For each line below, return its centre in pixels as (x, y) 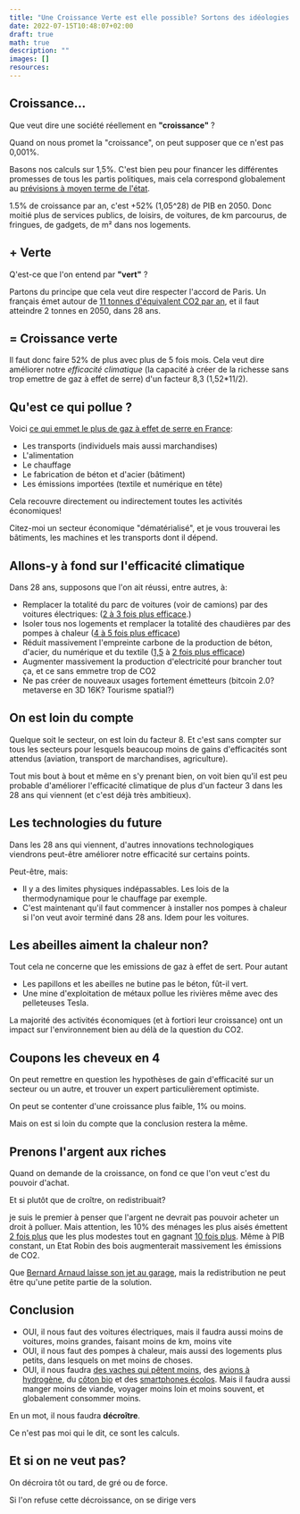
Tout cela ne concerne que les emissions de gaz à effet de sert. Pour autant (149, 967)
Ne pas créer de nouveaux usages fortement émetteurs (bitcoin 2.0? (148, 680)
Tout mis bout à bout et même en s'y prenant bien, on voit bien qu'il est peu (148, 776)
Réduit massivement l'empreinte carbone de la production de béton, (147, 642)
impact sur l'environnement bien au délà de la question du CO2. (126, 1030)
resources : (29, 68)
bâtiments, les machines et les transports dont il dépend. (114, 538)
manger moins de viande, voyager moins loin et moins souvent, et (143, 1388)
